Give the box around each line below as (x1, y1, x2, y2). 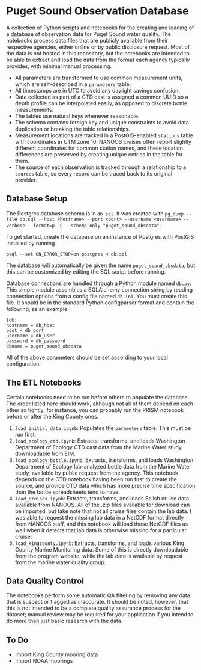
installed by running (6, 239, 55, 247)
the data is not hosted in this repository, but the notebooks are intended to (6, 49, 190, 57)
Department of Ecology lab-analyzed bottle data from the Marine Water (14, 463, 191, 470)
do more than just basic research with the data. (6, 618, 123, 625)
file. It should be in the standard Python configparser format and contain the (6, 299, 194, 306)
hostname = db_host (6, 322, 55, 328)
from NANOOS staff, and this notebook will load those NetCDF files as (14, 520, 188, 527)
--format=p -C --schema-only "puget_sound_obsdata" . (28, 221, 161, 229)
